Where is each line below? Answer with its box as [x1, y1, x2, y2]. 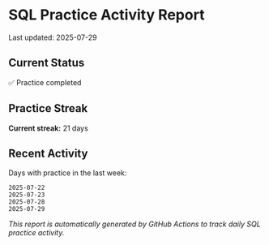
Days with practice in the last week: [8, 168, 127, 178]
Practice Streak [8, 101, 88, 115]
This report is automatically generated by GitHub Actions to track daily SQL [8, 219, 261, 229]
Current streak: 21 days [8, 123, 89, 133]
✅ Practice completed [8, 77, 82, 87]
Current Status [8, 56, 85, 70]
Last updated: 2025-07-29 [8, 32, 97, 42]
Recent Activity [8, 146, 88, 160]
